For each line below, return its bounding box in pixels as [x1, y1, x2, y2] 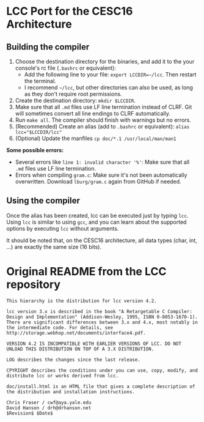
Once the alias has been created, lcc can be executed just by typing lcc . [6, 212, 189, 219]
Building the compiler [6, 42, 90, 52]
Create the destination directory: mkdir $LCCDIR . [15, 97, 136, 104]
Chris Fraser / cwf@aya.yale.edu [6, 399, 92, 405]
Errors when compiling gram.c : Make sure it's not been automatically [15, 171, 188, 179]
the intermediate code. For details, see [6, 324, 114, 331]
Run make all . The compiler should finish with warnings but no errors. [15, 116, 191, 124]
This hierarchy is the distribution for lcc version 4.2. [6, 298, 157, 304]
